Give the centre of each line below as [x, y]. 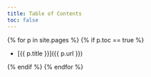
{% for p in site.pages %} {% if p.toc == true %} [75, 40]
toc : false [23, 20]
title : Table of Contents [44, 14]
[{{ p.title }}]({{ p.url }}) [50, 53]
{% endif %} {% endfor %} [45, 67]
